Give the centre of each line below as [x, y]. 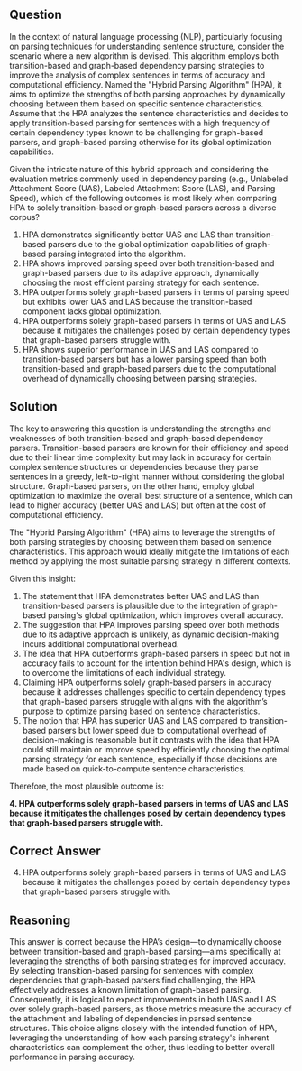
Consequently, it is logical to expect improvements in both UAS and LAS [143, 1000]
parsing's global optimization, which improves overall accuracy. [166, 615]
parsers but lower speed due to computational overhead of [158, 730]
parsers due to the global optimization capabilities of [146, 244]
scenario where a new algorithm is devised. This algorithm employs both [144, 55]
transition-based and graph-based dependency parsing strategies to [137, 65]
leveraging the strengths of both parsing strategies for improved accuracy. [148, 961]
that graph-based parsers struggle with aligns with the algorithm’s [145, 701]
